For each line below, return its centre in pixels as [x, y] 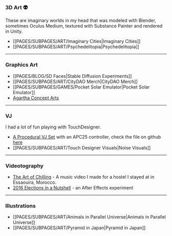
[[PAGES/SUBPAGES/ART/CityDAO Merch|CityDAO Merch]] [75, 81]
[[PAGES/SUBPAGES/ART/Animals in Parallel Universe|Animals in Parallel [89, 217]
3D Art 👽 [17, 7]
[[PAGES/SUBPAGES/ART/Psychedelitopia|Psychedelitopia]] [76, 47]
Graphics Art [21, 65]
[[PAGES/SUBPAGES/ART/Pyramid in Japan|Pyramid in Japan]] [79, 228]
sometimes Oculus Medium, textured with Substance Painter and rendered [84, 26]
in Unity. [14, 31]
